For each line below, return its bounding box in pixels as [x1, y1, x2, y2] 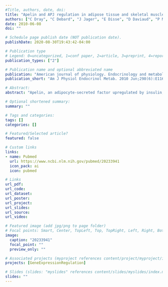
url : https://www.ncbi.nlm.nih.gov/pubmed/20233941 [9, 159, 120, 164]
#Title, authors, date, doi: [5, 7, 66, 13]
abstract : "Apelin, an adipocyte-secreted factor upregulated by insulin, [5, 90, 164, 95]
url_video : [5, 214, 28, 219]
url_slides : [5, 205, 30, 210]
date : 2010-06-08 [5, 21, 41, 27]
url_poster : [5, 196, 30, 201]
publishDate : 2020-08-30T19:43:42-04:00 [5, 40, 91, 45]
